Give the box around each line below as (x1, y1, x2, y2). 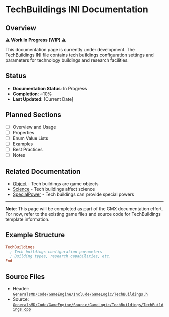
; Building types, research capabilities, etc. (10, 254, 112, 259)
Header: (12, 285, 30, 291)
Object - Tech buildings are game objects (12, 180, 99, 187)
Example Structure (5, 231, 65, 240)
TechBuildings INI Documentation (5, 4, 148, 15)
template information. (5, 216, 50, 222)
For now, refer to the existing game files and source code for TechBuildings (5, 211, 161, 217)
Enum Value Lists (12, 135, 49, 141)
